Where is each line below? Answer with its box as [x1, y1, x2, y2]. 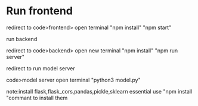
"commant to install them [6, 94, 68, 101]
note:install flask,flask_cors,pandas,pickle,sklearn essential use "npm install [6, 88, 193, 95]
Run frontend [6, 4, 73, 18]
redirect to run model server [6, 64, 76, 72]
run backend [6, 35, 38, 42]
